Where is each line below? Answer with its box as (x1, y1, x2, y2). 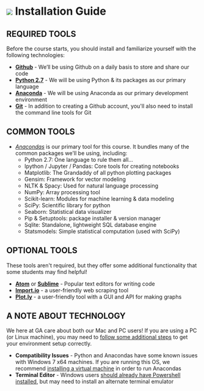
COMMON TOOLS (6, 127, 75, 137)
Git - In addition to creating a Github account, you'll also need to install (15, 102, 194, 110)
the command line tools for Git (15, 109, 92, 116)
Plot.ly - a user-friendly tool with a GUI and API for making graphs (15, 293, 182, 300)
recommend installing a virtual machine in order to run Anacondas (15, 365, 181, 372)
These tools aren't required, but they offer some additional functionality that (6, 262, 197, 269)
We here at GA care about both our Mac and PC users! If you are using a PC (6, 327, 197, 335)
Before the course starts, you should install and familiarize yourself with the (6, 45, 197, 52)
